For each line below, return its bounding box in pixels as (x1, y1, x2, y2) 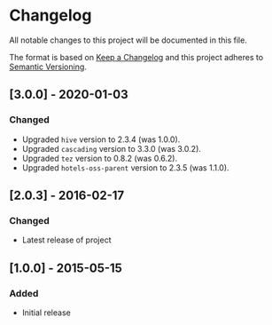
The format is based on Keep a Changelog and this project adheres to (9, 52, 264, 62)
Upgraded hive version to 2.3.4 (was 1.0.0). (21, 134, 181, 145)
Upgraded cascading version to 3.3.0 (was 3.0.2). (21, 143, 202, 154)
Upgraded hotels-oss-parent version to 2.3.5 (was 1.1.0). (21, 162, 229, 173)
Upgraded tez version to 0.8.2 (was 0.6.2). (21, 153, 178, 163)
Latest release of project (21, 234, 112, 245)
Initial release (21, 307, 71, 318)
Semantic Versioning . (9, 61, 87, 72)
